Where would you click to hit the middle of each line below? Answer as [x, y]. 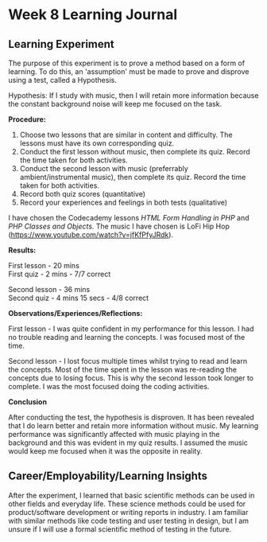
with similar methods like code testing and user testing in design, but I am [128, 521]
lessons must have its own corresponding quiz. [97, 143]
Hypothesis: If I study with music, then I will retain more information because [133, 96]
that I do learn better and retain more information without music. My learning [133, 426]
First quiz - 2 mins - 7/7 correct [60, 274]
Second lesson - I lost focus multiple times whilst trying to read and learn [128, 361]
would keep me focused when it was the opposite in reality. [105, 451]
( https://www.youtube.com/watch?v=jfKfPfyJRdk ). [91, 235]
